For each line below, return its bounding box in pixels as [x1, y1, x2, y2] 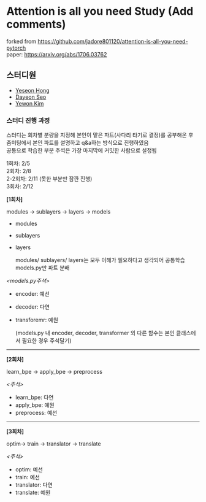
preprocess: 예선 [15, 409, 58, 417]
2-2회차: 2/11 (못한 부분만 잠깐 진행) [6, 175, 93, 182]
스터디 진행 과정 [6, 116, 50, 125]
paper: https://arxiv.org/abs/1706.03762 [6, 50, 107, 58]
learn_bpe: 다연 [15, 394, 54, 401]
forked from [6, 37, 37, 45]
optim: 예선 [15, 466, 43, 473]
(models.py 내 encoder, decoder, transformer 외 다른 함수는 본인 [15, 330, 175, 337]
